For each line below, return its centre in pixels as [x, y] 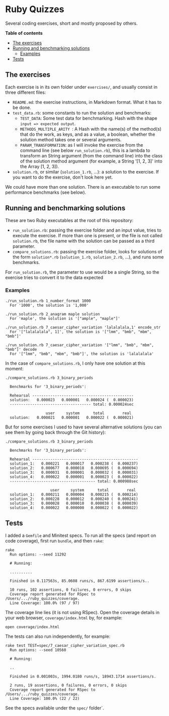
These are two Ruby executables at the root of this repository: [69, 220]
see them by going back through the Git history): [56, 432]
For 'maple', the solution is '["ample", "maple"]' [65, 318]
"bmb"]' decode [21, 349]
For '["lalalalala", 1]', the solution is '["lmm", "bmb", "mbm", [81, 332]
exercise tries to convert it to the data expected [54, 277]
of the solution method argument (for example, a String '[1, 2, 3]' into [91, 161]
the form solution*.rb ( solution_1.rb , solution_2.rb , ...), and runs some [88, 257]
